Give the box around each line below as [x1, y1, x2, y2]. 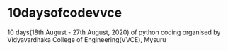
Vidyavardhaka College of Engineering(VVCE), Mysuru [7, 35, 166, 43]
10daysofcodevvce [7, 5, 122, 21]
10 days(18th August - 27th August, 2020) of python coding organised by [7, 28, 221, 36]
